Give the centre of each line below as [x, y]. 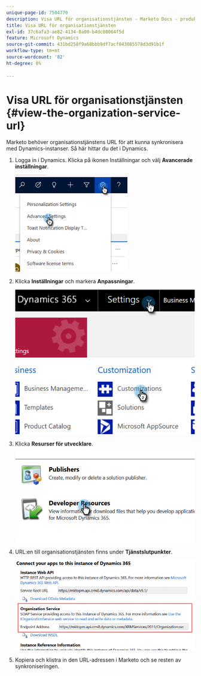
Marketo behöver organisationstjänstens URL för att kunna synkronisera [95, 142]
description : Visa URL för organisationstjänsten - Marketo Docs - [92, 19]
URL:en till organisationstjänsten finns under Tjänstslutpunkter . [94, 552]
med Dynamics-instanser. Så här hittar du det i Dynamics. [77, 149]
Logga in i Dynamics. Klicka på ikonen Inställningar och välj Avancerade [104, 160]
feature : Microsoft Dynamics [42, 38]
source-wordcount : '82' [36, 57]
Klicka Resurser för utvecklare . [54, 444]
